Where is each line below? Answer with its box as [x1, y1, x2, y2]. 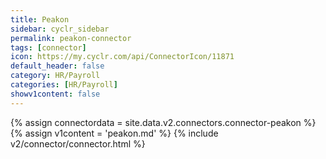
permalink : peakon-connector [10, 33, 132, 43]
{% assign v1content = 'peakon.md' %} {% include [10, 127, 219, 139]
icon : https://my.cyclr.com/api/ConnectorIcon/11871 [10, 52, 235, 62]
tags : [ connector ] [10, 42, 87, 53]
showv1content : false [10, 89, 101, 99]
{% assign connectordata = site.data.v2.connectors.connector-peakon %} [10, 116, 317, 128]
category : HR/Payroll [10, 71, 101, 81]
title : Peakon [10, 14, 70, 25]
